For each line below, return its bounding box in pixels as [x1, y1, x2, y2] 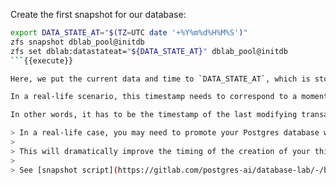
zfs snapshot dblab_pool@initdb [10, 37, 145, 47]
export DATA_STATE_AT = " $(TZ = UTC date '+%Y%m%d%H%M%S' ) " [10, 28, 248, 38]
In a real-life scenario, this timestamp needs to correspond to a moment [10, 92, 329, 102]
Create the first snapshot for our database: [10, 9, 187, 20]
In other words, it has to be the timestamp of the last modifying [10, 110, 298, 120]
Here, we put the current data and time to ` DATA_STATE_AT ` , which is [10, 74, 311, 84]
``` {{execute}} [10, 55, 74, 66]
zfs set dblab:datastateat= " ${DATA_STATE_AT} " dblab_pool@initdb [10, 46, 288, 56]
